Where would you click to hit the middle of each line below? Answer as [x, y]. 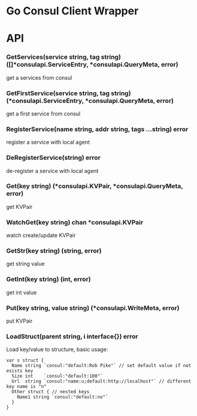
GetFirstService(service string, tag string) [69, 93]
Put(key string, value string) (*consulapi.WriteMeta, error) [93, 308]
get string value [25, 264]
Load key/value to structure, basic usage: [57, 350]
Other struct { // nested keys [51, 392]
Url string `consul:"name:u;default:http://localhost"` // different [101, 381]
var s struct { [25, 360]
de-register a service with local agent [52, 171]
